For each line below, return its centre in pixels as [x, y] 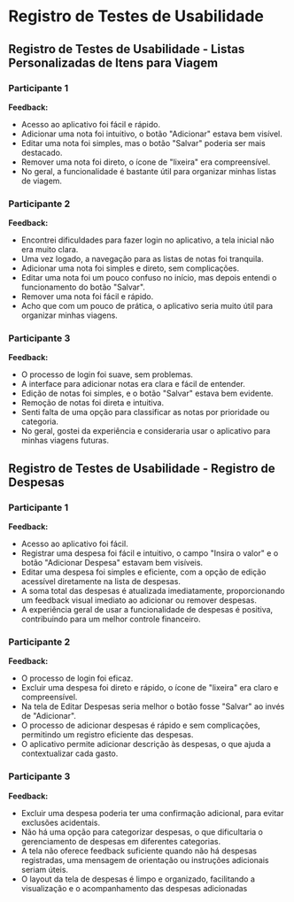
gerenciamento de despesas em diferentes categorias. [121, 841]
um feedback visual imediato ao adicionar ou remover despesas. [139, 600]
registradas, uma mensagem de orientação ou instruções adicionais [145, 860]
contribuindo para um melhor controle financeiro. [111, 619]
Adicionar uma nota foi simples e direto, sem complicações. [130, 268]
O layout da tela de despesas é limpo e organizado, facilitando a [138, 879]
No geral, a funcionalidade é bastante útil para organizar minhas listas [148, 171]
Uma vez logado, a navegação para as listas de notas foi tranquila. [142, 259]
